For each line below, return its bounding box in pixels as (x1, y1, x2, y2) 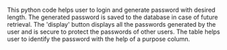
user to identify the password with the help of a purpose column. (7, 35, 191, 43)
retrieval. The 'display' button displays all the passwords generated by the (7, 21, 216, 28)
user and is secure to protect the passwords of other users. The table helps (7, 27, 221, 36)
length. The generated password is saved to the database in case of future (7, 13, 218, 21)
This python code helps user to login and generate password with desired (7, 6, 216, 14)
